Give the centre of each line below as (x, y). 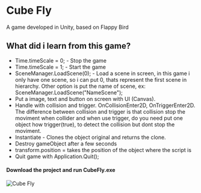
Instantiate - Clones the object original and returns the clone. (91, 137)
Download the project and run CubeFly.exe (61, 170)
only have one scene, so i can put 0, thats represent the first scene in (101, 79)
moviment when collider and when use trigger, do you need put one (99, 118)
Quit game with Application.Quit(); (57, 156)
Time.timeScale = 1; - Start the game (60, 67)
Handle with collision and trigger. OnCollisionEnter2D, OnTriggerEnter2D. (105, 105)
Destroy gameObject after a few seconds (66, 143)
